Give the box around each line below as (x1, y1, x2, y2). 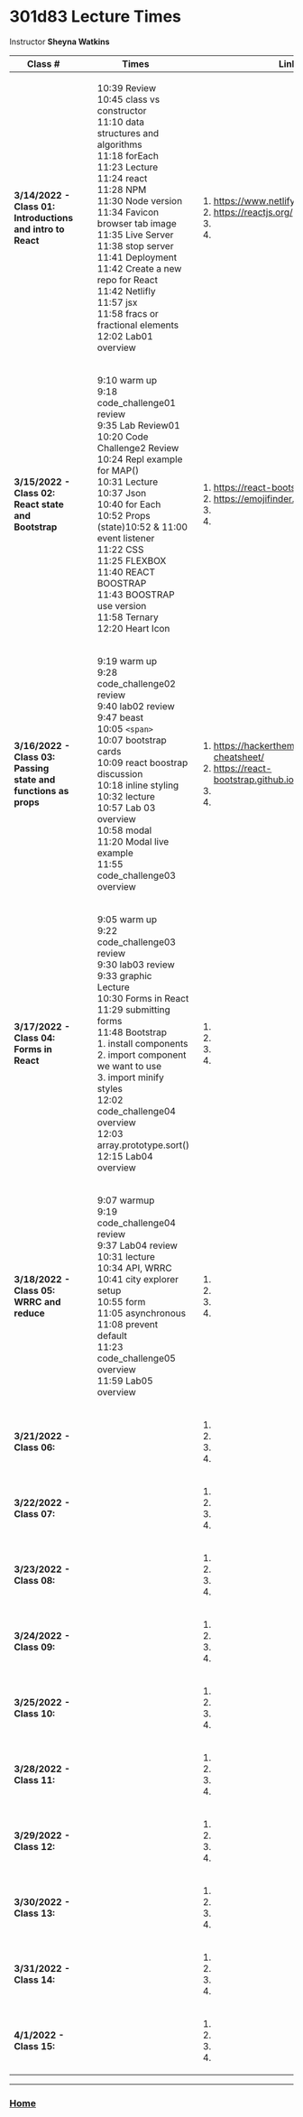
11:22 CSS (96, 543, 144, 556)
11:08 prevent (96, 1317, 159, 1330)
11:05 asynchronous (96, 1307, 187, 1319)
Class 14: (14, 1974, 56, 1986)
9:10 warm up (96, 374, 158, 386)
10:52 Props (96, 509, 151, 522)
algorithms (96, 138, 142, 151)
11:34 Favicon (96, 206, 160, 218)
